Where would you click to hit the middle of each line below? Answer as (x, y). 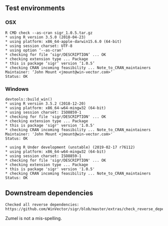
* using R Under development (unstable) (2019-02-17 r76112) (70, 147)
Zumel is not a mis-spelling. (34, 218)
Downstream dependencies (49, 193)
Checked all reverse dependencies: (42, 205)
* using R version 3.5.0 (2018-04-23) (45, 37)
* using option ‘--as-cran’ (34, 50)
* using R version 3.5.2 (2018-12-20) (45, 104)
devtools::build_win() (29, 99)
